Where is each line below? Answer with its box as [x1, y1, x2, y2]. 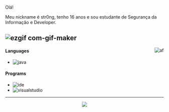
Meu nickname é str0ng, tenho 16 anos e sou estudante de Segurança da [5, 14, 157, 20]
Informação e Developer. [5, 20, 56, 25]
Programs [5, 70, 27, 77]
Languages [5, 48, 29, 54]
